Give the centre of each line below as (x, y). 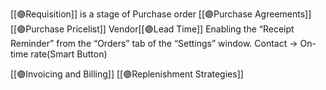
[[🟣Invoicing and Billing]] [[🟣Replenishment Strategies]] (127, 74)
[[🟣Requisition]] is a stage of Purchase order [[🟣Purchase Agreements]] (161, 14)
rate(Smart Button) (69, 54)
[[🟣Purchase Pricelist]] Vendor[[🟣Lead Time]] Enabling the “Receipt (152, 29)
